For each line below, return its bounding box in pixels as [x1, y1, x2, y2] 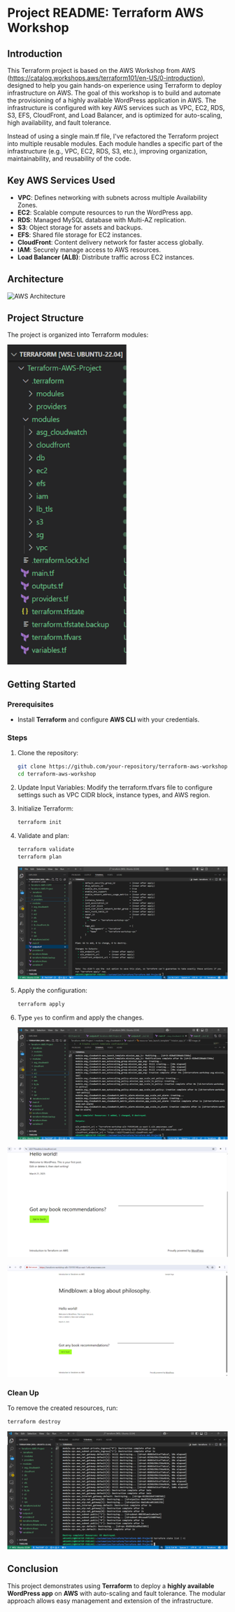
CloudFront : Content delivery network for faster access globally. [17, 238, 204, 246]
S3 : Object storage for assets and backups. [17, 223, 143, 231]
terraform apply [17, 1001, 65, 1008]
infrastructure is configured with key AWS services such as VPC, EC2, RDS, [7, 104, 225, 111]
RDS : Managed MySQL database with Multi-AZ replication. [17, 215, 187, 224]
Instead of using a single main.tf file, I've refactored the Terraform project [7, 132, 219, 140]
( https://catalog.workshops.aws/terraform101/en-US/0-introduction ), [7, 74, 205, 82]
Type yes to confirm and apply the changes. [17, 1013, 145, 1022]
